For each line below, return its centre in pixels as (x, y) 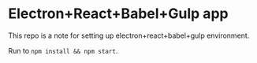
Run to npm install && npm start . (63, 50)
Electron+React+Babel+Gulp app (118, 14)
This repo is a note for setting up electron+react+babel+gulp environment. (129, 35)
